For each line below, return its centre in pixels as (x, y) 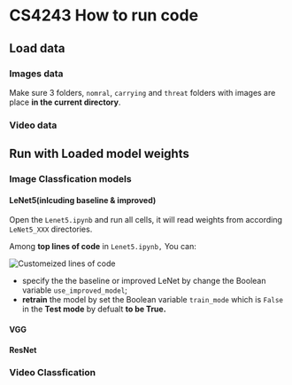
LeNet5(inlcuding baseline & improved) (83, 200)
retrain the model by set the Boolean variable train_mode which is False (153, 300)
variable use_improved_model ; (75, 290)
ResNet (23, 350)
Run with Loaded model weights (100, 154)
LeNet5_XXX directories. (51, 229)
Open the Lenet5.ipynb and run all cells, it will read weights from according (146, 220)
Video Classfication (52, 373)
